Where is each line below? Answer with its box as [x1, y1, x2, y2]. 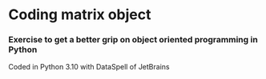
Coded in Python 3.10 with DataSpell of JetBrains [8, 62, 170, 72]
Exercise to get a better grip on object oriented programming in [8, 34, 258, 45]
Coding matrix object [8, 6, 151, 24]
